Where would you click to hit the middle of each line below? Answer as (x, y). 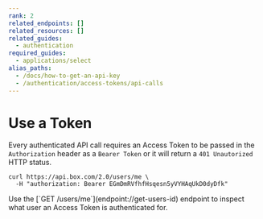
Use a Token (50, 123)
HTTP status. (30, 163)
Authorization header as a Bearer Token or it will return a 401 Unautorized (131, 154)
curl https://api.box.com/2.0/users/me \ (79, 177)
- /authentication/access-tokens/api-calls (89, 83)
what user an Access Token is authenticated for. (88, 208)
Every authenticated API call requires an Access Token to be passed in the (131, 145)
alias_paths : (30, 68)
